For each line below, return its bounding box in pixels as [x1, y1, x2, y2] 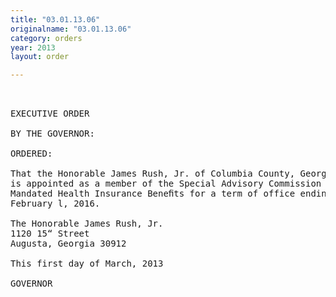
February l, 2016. [10, 198, 101, 210]
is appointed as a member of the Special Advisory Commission [10, 178, 322, 190]
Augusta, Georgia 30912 [10, 238, 127, 250]
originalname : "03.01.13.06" [10, 24, 132, 34]
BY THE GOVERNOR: [10, 128, 95, 140]
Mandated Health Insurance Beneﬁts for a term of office [10, 188, 296, 200]
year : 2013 [10, 42, 56, 53]
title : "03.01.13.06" [10, 14, 101, 25]
